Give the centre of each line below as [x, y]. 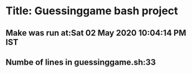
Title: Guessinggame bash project [92, 11]
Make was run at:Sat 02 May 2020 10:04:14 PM [96, 33]
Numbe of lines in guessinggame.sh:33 [81, 62]
